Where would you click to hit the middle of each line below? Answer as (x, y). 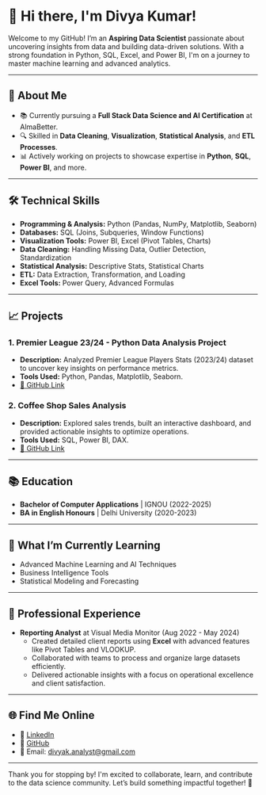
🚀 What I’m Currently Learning (84, 545)
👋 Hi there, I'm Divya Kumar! (102, 16)
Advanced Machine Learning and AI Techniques (98, 564)
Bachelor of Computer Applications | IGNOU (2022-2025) (116, 505)
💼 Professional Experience (74, 613)
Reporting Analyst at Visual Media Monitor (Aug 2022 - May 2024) (129, 633)
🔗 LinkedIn (37, 734)
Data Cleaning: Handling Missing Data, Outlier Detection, (113, 249)
